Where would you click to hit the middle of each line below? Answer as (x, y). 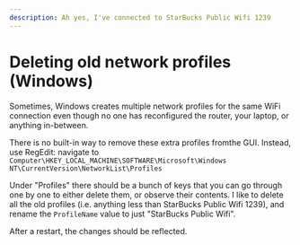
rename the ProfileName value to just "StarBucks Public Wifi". (123, 214)
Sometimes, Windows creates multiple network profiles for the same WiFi (145, 106)
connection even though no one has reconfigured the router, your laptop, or (149, 115)
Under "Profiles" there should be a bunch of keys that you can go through (146, 185)
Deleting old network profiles (120, 61)
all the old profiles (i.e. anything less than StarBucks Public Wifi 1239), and (147, 204)
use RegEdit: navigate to (54, 152)
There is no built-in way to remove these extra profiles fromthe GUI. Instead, (150, 142)
